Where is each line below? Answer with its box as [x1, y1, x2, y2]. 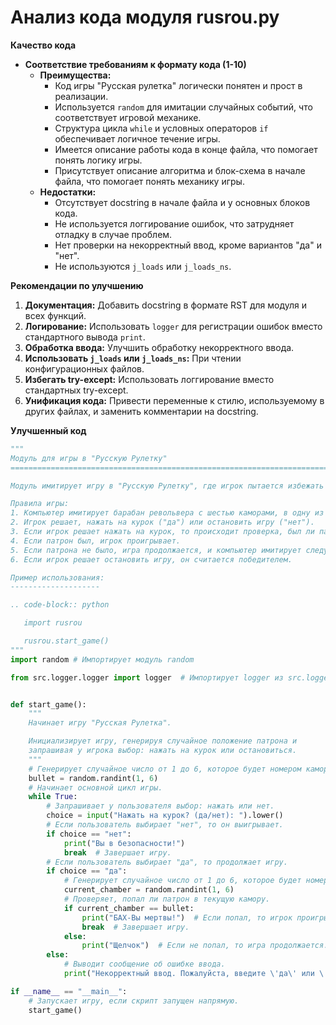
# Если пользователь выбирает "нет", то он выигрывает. [46, 820, 284, 830]
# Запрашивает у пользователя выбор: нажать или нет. [46, 801, 275, 811]
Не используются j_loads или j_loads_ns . [54, 260, 232, 272]
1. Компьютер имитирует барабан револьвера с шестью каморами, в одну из [10, 508, 325, 518]
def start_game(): [10, 699, 87, 710]
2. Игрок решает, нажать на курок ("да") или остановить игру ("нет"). [10, 517, 315, 528]
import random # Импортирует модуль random [10, 654, 195, 665]
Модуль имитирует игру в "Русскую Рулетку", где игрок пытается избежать [10, 481, 325, 491]
